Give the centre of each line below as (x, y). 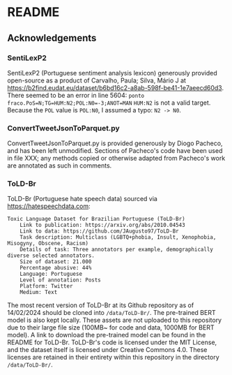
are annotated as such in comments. (60, 166)
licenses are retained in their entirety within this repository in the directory (113, 358)
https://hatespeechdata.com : (49, 206)
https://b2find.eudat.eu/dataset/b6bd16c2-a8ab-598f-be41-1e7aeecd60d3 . (116, 87)
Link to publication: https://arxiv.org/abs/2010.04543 (103, 225)
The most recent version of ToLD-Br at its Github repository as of (101, 305)
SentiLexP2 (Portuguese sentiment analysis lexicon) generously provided (112, 73)
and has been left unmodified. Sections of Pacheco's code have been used (115, 151)
